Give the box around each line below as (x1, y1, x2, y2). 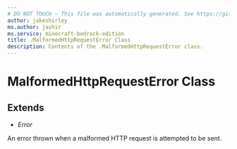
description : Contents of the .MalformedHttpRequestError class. (7, 43, 203, 50)
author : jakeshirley (7, 17, 68, 24)
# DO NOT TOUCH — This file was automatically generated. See (7, 10, 194, 18)
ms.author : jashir (7, 23, 61, 30)
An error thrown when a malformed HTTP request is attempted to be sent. (7, 134, 222, 142)
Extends (7, 102, 44, 114)
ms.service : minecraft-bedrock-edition (7, 30, 125, 37)
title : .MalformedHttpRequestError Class (7, 37, 131, 44)
